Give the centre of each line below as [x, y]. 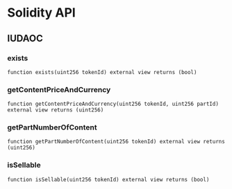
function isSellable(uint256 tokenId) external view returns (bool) [108, 179]
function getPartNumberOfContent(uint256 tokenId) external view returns [116, 142]
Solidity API [42, 13]
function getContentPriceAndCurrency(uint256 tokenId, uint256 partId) [113, 104]
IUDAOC [25, 38]
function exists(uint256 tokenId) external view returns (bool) [102, 72]
